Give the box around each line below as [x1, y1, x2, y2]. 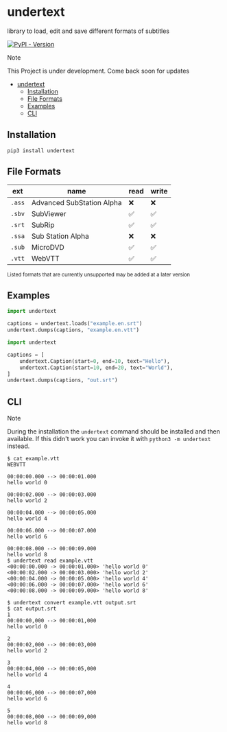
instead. [7, 442, 30, 450]
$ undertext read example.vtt [7, 557, 94, 565]
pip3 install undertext [7, 147, 75, 154]
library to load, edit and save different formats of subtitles [7, 27, 170, 35]
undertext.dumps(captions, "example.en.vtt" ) [7, 327, 139, 333]
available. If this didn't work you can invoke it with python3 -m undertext [7, 435, 211, 443]
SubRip [31, 220, 55, 230]
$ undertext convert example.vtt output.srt [7, 600, 136, 606]
